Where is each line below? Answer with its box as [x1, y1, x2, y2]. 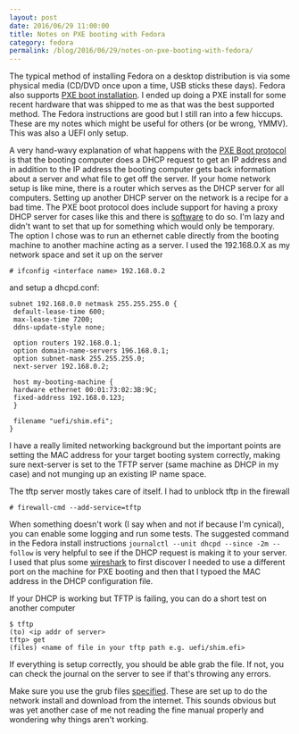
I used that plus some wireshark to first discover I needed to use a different [9, 557, 286, 568]
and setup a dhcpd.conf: [9, 282, 100, 293]
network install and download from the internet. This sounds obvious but [9, 696, 277, 706]
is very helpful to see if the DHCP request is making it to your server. [35, 547, 287, 558]
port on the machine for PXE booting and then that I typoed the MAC [9, 566, 262, 577]
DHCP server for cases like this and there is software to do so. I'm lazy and [9, 212, 286, 222]
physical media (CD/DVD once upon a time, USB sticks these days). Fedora [9, 80, 286, 91]
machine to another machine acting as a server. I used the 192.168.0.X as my [9, 240, 290, 251]
